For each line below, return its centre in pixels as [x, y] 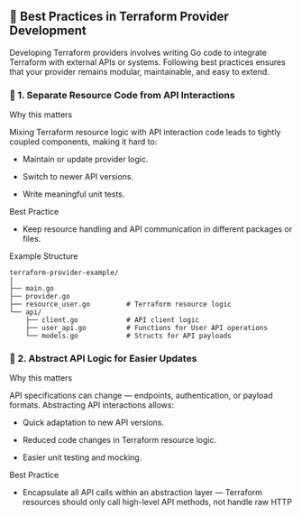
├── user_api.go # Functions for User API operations [147, 328]
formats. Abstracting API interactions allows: [92, 405]
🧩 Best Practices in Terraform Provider [119, 17]
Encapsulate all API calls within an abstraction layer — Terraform [142, 493]
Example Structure [44, 256]
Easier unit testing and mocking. [82, 457]
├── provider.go [40, 297]
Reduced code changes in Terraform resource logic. [119, 440]
